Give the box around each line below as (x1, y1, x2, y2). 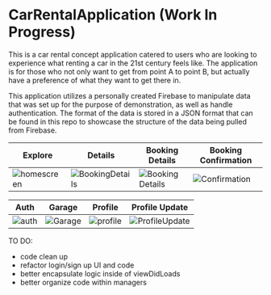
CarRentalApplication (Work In (8, 6, 218, 24)
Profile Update (131, 201, 188, 213)
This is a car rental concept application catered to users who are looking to (8, 49, 257, 59)
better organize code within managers (19, 277, 148, 287)
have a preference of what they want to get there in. (8, 75, 181, 85)
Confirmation (199, 154, 252, 166)
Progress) (8, 23, 77, 41)
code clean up (19, 251, 69, 261)
